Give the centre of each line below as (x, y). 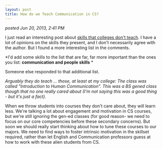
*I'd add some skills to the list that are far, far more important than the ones (81, 57)
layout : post (18, 9)
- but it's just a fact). (26, 96)
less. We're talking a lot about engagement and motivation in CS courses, (79, 111)
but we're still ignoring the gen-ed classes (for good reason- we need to (77, 116)
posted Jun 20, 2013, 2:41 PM (35, 28)
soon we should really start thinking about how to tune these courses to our (81, 126)
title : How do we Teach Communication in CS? (52, 14)
